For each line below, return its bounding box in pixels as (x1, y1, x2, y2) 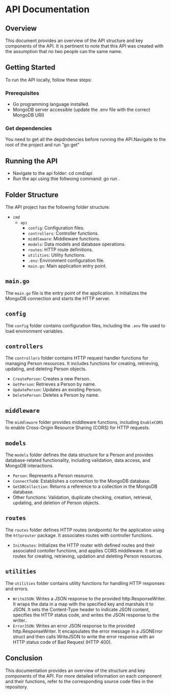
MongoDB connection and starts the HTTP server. (5, 295, 111, 301)
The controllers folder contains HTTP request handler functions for (5, 355, 149, 361)
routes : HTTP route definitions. (28, 246, 93, 253)
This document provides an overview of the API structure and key (5, 37, 143, 43)
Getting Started (5, 63, 56, 72)
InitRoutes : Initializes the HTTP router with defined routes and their (12, 542, 155, 548)
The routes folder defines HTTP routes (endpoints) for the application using (5, 527, 164, 533)
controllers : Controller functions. (28, 230, 99, 236)
